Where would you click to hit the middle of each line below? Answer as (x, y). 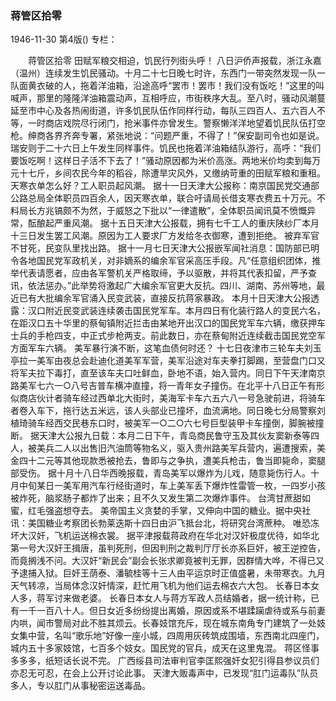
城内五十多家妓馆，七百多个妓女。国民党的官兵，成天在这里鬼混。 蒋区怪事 (165, 648)
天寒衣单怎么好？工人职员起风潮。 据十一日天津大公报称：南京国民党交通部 (165, 186)
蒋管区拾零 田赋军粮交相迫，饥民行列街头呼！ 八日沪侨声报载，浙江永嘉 (174, 61)
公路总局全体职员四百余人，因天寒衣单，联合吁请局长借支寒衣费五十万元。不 (168, 198)
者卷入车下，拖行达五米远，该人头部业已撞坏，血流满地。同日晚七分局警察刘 (168, 411)
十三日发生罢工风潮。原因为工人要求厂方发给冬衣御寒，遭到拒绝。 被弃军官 (165, 236)
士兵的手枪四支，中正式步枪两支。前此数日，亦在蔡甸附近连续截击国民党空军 (168, 336)
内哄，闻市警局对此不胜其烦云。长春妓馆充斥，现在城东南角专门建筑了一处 (163, 623)
